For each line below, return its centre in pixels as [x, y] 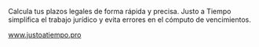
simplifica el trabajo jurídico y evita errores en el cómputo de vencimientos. [129, 20]
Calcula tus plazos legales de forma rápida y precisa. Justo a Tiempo [120, 11]
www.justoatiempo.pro [45, 35]
